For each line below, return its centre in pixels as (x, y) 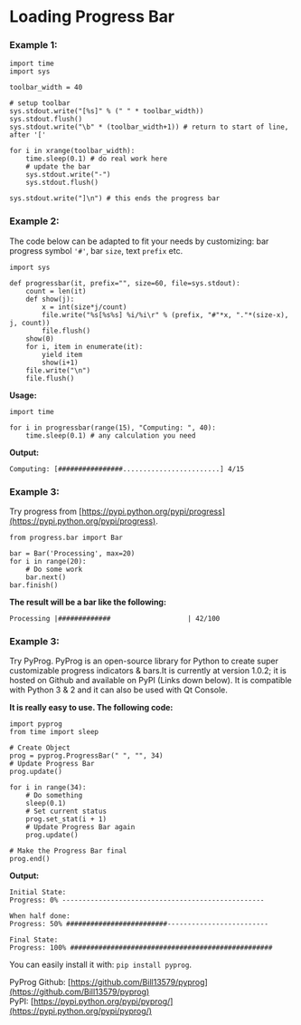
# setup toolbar (40, 103)
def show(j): (50, 299)
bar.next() (46, 577)
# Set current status (66, 812)
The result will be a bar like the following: (88, 602)
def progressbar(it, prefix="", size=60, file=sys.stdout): (125, 283)
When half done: (40, 916)
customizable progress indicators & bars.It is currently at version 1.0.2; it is (148, 671)
